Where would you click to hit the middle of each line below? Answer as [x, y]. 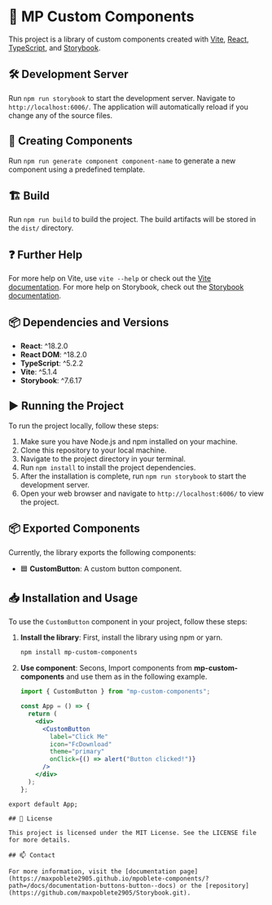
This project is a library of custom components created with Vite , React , [129, 39]
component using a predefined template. [77, 169]
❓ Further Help [46, 254]
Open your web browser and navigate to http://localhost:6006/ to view [142, 493]
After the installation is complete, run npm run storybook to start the [133, 476]
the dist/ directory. [41, 228]
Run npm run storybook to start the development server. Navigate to [122, 98]
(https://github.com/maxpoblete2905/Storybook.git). [100, 893]
